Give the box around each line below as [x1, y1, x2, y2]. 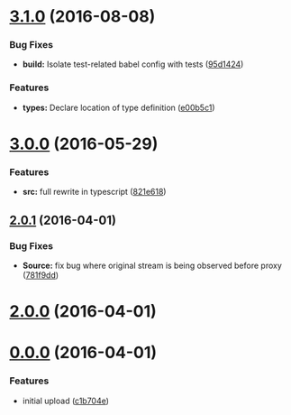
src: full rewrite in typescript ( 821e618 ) [22, 187, 167, 198]
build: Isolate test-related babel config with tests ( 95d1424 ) [22, 59, 244, 69]
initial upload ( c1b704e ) [22, 395, 110, 406]
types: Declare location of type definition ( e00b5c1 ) [22, 102, 215, 113]
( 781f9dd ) [22, 269, 59, 281]
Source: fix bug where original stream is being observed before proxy [22, 260, 282, 271]
